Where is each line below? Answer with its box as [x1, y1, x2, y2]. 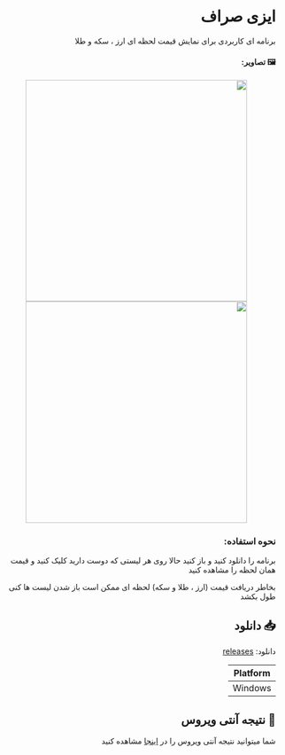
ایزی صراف [200, 6, 276, 27]
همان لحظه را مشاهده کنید [188, 564, 276, 575]
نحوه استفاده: [223, 535, 276, 548]
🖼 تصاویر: [241, 56, 276, 67]
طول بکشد [240, 591, 276, 602]
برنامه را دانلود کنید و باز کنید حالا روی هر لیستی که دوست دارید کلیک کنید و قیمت [10, 556, 276, 566]
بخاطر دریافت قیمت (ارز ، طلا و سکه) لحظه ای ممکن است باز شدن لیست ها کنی [8, 582, 276, 593]
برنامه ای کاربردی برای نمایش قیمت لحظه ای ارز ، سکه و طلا [74, 35, 276, 46]
